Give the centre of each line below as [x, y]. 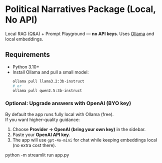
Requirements [27, 55]
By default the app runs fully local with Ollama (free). [59, 114]
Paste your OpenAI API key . [41, 134]
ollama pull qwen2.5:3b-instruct [47, 90]
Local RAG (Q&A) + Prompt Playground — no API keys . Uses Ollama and [80, 33]
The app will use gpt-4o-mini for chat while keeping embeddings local [85, 140]
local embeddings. [24, 39]
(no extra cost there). [34, 145]
